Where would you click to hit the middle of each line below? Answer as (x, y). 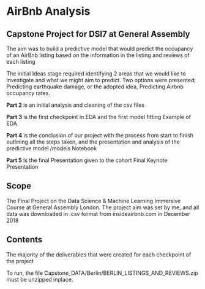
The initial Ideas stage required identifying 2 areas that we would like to (96, 74)
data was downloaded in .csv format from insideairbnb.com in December (99, 214)
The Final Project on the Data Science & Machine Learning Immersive (94, 201)
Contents (24, 240)
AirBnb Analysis (48, 11)
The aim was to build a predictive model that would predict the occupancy (100, 48)
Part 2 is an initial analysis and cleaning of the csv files (76, 105)
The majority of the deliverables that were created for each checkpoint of (99, 254)
